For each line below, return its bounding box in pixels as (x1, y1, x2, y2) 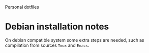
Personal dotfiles (5, 4, 39, 10)
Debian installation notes (5, 21, 109, 32)
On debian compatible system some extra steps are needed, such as (5, 37, 144, 43)
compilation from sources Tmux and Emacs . (5, 42, 89, 48)
